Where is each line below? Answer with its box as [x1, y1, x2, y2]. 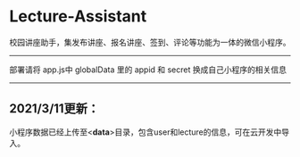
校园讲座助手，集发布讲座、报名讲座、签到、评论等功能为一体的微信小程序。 [9, 37, 291, 47]
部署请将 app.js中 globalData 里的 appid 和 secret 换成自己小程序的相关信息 [9, 64, 287, 75]
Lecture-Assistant [9, 6, 147, 27]
